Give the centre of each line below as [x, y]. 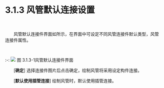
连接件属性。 [18, 40]
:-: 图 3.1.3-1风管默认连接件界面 [39, 60]
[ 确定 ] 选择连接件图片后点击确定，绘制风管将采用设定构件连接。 [78, 70]
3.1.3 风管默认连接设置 [50, 10]
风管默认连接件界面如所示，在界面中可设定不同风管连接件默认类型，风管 [86, 34]
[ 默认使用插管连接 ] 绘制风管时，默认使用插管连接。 [65, 81]
